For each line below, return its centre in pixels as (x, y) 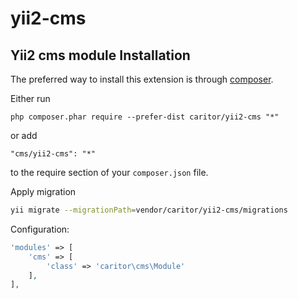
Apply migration (43, 191)
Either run (30, 98)
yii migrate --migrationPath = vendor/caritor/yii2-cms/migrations (149, 210)
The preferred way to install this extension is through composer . (142, 79)
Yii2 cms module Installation (100, 55)
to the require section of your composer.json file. (109, 172)
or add (24, 135)
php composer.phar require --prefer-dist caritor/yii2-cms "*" (145, 117)
